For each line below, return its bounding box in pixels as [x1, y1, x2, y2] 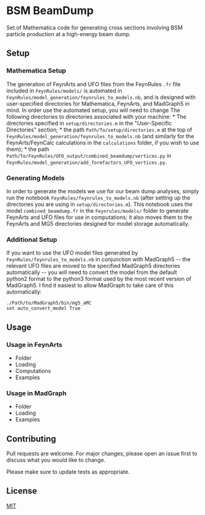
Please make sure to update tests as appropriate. [6, 469, 130, 476]
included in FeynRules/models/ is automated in [6, 87, 122, 94]
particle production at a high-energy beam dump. [6, 30, 131, 37]
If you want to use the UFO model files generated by [6, 249, 138, 257]
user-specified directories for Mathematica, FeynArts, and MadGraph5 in [6, 100, 190, 107]
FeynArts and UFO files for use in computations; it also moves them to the [6, 213, 193, 221]
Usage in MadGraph [6, 389, 67, 398]
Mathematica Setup [6, 67, 66, 75]
